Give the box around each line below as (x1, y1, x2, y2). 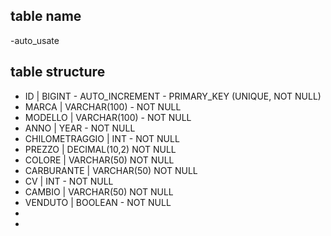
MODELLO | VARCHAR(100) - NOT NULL (24, 111, 192, 123)
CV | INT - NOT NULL (24, 175, 114, 187)
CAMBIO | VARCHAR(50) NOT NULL (24, 185, 174, 198)
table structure (10, 64, 106, 81)
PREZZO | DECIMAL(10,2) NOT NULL (24, 143, 177, 155)
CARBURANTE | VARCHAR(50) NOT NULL (24, 164, 198, 176)
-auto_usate (10, 34, 60, 46)
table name (10, 8, 82, 25)
